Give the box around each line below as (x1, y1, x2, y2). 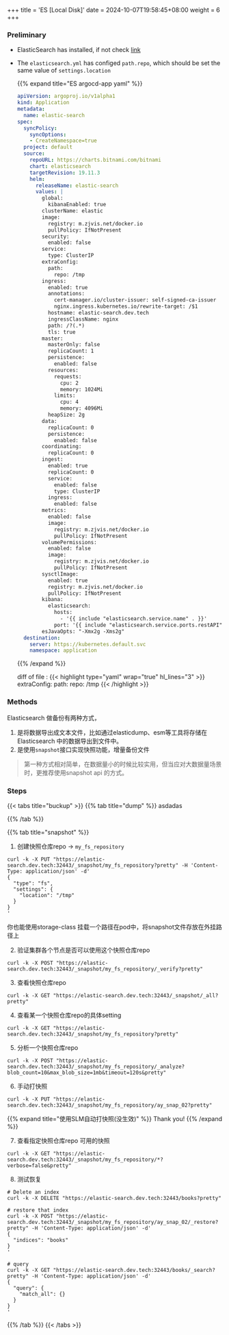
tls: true (47, 328, 76, 335)
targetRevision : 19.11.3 (29, 169, 100, 176)
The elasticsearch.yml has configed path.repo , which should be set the (16, 59, 221, 67)
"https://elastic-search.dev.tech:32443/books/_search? (53, 1266, 215, 1273)
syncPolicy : (23, 125, 57, 132)
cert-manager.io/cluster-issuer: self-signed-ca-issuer (53, 297, 217, 304)
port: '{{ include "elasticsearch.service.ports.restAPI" (53, 622, 223, 628)
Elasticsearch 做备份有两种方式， (7, 713, 100, 722)
